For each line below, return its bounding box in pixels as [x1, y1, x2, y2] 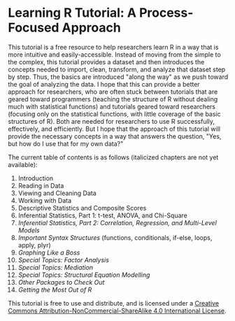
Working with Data [17, 196, 72, 204]
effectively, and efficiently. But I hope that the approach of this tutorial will [8, 124, 221, 133]
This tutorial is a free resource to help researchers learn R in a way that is [8, 43, 219, 51]
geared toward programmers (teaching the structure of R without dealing [8, 94, 218, 103]
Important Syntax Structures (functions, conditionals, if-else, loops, [17, 233, 213, 242]
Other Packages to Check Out [17, 278, 105, 286]
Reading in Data [17, 181, 64, 190]
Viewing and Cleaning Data [17, 189, 97, 197]
